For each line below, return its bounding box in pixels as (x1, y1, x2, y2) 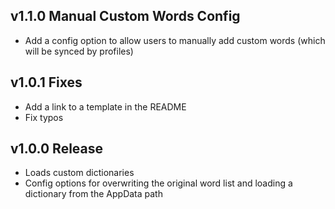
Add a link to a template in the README (24, 100, 187, 113)
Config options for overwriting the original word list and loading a (24, 177, 293, 189)
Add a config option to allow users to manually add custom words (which (24, 34, 326, 46)
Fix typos (24, 111, 64, 123)
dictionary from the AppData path (24, 188, 163, 200)
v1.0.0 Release (10, 140, 104, 158)
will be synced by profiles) (24, 45, 134, 57)
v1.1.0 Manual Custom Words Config (10, 8, 241, 25)
